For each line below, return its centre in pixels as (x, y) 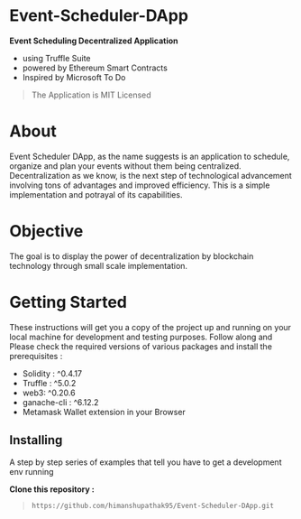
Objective (46, 232)
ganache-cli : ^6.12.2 (60, 402)
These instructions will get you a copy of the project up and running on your (150, 327)
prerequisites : (36, 356)
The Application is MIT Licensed (91, 95)
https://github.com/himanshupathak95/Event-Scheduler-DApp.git (153, 505)
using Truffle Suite (57, 58)
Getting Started (68, 302)
